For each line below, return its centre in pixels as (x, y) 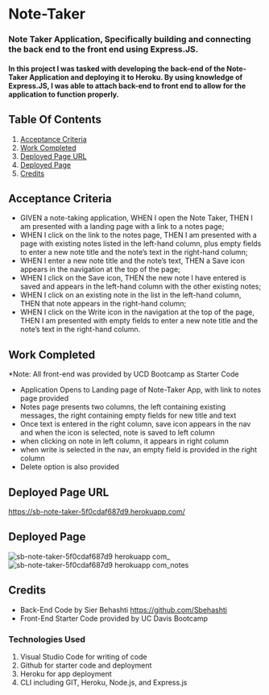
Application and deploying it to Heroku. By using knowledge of (136, 77)
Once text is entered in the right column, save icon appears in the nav (135, 424)
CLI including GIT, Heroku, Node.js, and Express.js (103, 682)
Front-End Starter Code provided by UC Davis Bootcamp (114, 618)
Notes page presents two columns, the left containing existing (123, 407)
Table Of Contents (55, 120)
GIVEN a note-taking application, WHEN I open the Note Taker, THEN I (137, 218)
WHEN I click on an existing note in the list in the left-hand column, (130, 295)
